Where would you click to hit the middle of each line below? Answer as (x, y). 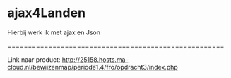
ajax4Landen (47, 13)
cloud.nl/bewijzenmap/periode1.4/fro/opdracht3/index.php (93, 67)
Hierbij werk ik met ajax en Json (54, 32)
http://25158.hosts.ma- (95, 59)
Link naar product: (34, 59)
